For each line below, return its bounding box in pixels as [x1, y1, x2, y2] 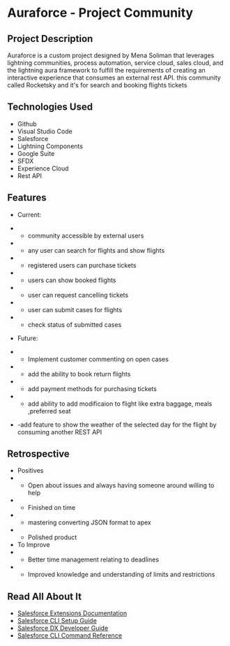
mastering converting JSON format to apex [27, 518, 151, 527]
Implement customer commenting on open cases [27, 355, 169, 363]
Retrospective [7, 448, 70, 460]
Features [7, 192, 47, 204]
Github [17, 119, 37, 128]
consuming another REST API [17, 427, 102, 436]
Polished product [27, 533, 77, 542]
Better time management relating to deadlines [27, 555, 159, 564]
